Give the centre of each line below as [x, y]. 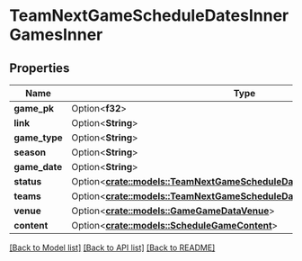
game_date [38, 167]
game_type [38, 138]
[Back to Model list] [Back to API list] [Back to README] [112, 247]
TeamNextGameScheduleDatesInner [149, 16]
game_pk [34, 108]
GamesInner [56, 35]
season [30, 152]
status [28, 181]
